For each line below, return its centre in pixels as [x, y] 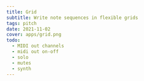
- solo [20, 57]
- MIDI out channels [38, 46]
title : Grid [21, 12]
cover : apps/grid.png [34, 35]
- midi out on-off [36, 52]
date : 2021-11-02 [28, 29]
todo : [13, 40]
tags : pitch [21, 23]
